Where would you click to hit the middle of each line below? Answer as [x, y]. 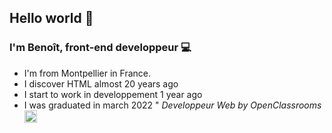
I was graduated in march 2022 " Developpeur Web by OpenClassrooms [172, 105]
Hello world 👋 [51, 18]
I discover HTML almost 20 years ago [101, 83]
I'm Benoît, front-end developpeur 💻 [100, 48]
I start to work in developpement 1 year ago [113, 94]
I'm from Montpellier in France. [87, 73]
